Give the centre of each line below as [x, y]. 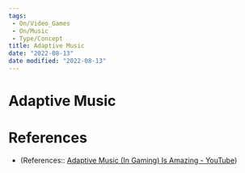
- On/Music [30, 31]
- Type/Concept [37, 38]
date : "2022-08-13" [41, 53]
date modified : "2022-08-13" [57, 61]
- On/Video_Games [41, 23]
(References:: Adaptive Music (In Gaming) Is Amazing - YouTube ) [129, 160]
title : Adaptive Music [46, 46]
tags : [17, 16]
